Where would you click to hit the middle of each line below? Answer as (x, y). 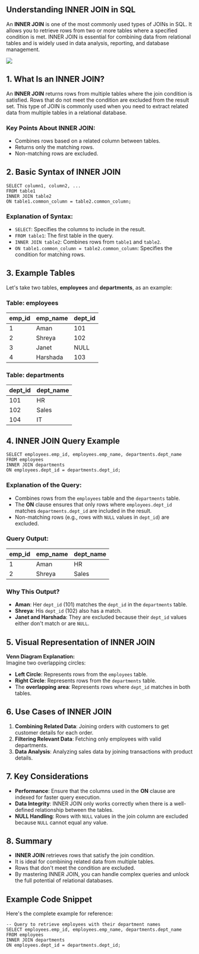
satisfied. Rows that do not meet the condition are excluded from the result (98, 100)
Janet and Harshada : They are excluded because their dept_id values (101, 617)
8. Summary (29, 841)
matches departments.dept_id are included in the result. (83, 511)
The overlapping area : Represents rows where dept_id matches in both (102, 687)
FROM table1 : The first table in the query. (64, 236)
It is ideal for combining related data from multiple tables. (85, 862)
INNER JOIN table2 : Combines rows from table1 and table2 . (88, 242)
